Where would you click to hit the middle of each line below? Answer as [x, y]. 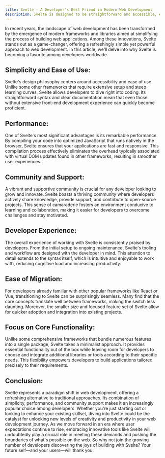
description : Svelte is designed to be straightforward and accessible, [81, 14]
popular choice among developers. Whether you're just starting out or [76, 408]
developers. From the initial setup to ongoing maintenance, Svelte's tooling [81, 247]
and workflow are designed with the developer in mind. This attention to [78, 253]
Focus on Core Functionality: [50, 327]
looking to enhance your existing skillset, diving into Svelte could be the [78, 414]
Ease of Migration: [34, 279]
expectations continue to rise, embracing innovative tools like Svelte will [78, 429]
